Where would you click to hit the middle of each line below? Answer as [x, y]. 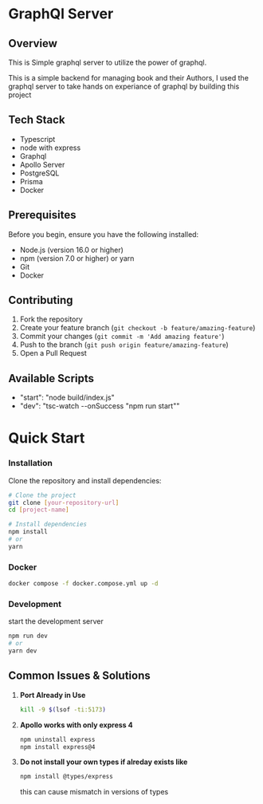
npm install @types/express [66, 777]
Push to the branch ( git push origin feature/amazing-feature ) [124, 345]
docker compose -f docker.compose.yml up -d [83, 584]
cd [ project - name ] [39, 510]
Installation [31, 463]
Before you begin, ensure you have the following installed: [104, 234]
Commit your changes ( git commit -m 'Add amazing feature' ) [122, 337]
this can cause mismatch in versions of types [94, 792]
